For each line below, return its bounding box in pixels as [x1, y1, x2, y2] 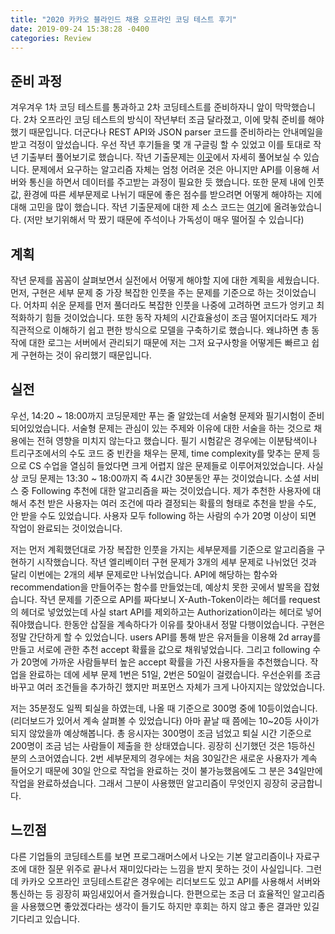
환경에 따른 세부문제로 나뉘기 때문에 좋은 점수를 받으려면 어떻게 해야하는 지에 [23, 189, 323, 201]
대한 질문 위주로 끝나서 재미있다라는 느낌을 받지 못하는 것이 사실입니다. [28, 862, 304, 875]
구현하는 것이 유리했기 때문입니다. [20, 349, 152, 361]
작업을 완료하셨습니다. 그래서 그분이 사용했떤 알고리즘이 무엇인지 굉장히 [10, 777, 288, 789]
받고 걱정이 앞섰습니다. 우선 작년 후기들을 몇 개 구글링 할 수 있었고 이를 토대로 [10, 139, 312, 151]
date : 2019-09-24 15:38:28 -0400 [10, 24, 150, 34]
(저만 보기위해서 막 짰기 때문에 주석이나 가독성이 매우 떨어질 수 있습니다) [23, 214, 305, 226]
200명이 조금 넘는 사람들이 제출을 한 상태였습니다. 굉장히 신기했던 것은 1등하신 [10, 739, 316, 751]
